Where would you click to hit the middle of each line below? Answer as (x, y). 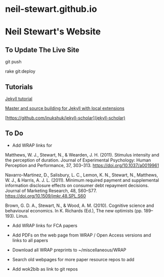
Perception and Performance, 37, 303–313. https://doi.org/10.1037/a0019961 (82, 165)
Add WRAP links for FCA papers (45, 225)
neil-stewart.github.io (51, 9)
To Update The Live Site (42, 50)
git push (14, 62)
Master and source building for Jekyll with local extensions (65, 108)
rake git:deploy (20, 71)
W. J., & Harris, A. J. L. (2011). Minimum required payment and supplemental (82, 180)
